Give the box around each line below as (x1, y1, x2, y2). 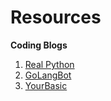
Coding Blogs (10, 39, 68, 51)
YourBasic (24, 79, 68, 91)
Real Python (24, 58, 75, 70)
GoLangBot (24, 69, 72, 81)
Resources (10, 6, 102, 29)
